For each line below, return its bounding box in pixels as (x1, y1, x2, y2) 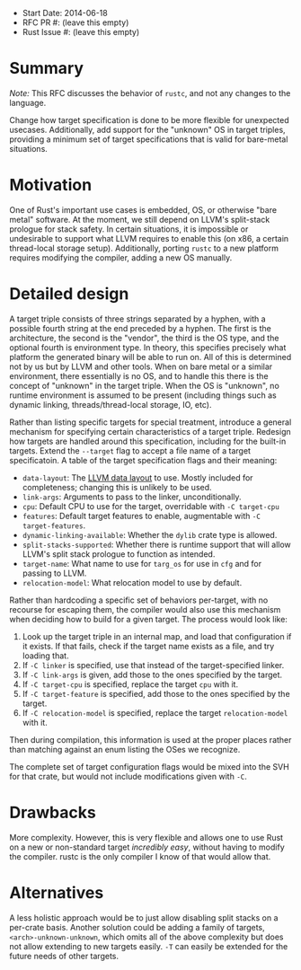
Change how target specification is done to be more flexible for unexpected (9, 114, 289, 125)
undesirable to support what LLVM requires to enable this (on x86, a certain (9, 233, 289, 243)
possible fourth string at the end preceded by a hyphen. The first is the (9, 322, 271, 333)
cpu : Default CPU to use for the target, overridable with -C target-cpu (22, 500, 280, 511)
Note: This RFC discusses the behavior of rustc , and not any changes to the (9, 87, 291, 98)
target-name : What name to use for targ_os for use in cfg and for (22, 558, 262, 569)
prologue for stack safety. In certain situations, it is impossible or (9, 224, 249, 234)
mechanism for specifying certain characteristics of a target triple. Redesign (9, 426, 291, 436)
